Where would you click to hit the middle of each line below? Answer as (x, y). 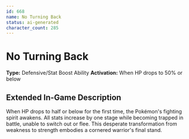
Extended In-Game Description (64, 97)
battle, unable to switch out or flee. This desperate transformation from (92, 124)
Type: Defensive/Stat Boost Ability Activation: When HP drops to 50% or (94, 73)
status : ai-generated (32, 22)
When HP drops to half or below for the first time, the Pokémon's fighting (94, 111)
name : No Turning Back (34, 17)
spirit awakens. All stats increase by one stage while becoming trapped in (95, 118)
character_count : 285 (32, 28)
